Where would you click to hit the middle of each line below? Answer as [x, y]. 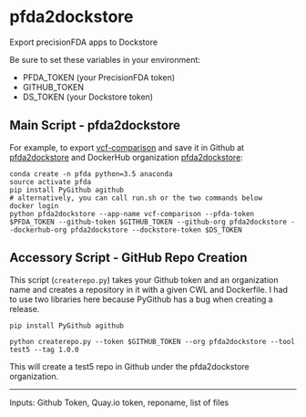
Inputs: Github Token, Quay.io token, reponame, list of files [119, 402]
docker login [34, 206]
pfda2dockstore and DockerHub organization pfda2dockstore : [126, 157]
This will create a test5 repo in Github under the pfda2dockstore [129, 366]
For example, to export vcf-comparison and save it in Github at [127, 147]
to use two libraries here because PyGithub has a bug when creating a [141, 299]
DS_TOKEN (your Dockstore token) [87, 97]
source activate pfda [51, 182]
